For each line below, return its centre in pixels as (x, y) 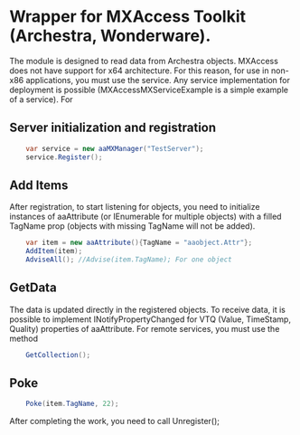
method (24, 338)
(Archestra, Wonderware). (110, 36)
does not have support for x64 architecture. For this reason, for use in (139, 71)
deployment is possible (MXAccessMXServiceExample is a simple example (149, 90)
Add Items (39, 185)
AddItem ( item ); (54, 251)
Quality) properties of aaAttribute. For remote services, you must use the (145, 328)
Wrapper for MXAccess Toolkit (128, 17)
